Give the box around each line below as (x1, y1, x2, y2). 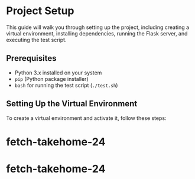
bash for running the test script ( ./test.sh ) (14, 82, 118, 89)
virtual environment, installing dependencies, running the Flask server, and (6, 30, 188, 37)
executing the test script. (6, 36, 67, 43)
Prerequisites (6, 53, 57, 63)
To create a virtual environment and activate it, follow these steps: (6, 114, 167, 122)
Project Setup (6, 4, 75, 18)
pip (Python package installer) (14, 75, 89, 82)
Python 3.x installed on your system (14, 69, 102, 76)
